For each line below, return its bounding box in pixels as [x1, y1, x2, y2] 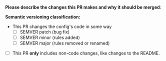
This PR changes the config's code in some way [12, 23, 112, 29]
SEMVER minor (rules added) [19, 34, 80, 40]
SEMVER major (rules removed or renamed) [19, 40, 110, 46]
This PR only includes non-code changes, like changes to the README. [12, 50, 160, 56]
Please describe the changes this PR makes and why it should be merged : [5, 4, 161, 10]
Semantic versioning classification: [5, 14, 80, 19]
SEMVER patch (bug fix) [19, 29, 70, 34]
